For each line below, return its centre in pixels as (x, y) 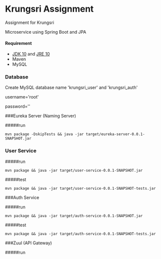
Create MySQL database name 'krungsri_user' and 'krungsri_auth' (71, 88)
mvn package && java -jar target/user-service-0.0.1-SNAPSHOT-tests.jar (80, 188)
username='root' (22, 97)
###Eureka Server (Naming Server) (41, 116)
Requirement (19, 43)
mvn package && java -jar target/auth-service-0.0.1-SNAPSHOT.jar (74, 216)
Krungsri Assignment (50, 9)
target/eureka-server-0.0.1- (115, 134)
